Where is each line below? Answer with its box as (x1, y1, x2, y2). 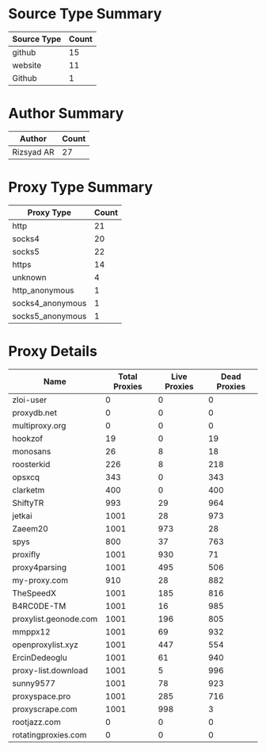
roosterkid (12, 458, 51, 469)
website (12, 59, 42, 71)
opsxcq (12, 471, 40, 482)
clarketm (12, 485, 45, 496)
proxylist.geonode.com (12, 613, 98, 624)
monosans (12, 446, 51, 457)
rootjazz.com (12, 716, 61, 727)
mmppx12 (12, 626, 51, 637)
